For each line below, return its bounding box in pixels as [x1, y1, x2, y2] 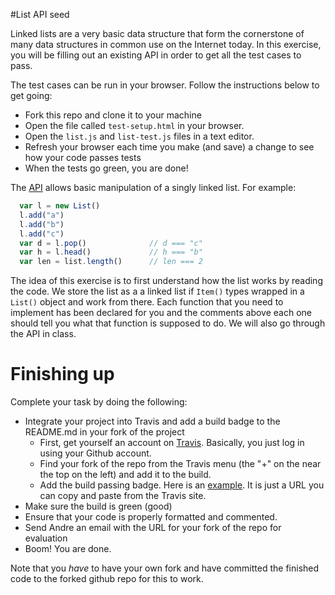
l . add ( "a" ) [19, 210, 65, 220]
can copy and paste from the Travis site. [39, 490, 207, 502]
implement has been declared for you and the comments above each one [10, 307, 313, 319]
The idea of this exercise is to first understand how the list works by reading [10, 275, 323, 287]
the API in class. [10, 328, 77, 340]
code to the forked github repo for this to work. [10, 573, 204, 585]
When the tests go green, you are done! [24, 162, 189, 174]
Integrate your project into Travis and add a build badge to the [24, 415, 281, 428]
